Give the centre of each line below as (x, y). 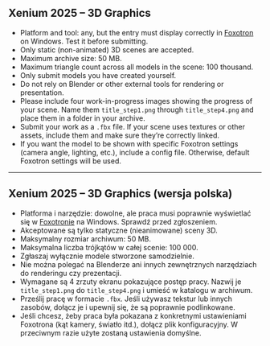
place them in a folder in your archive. (83, 118)
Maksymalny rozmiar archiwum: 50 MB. (85, 239)
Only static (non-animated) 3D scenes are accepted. (107, 49)
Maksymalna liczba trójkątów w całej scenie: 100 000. (109, 247)
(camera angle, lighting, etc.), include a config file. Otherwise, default (135, 152)
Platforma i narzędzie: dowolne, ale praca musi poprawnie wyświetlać (135, 213)
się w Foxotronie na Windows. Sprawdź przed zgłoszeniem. (119, 221)
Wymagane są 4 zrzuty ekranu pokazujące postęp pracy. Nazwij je (131, 282)
